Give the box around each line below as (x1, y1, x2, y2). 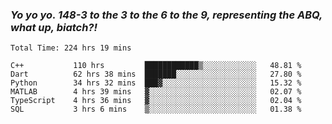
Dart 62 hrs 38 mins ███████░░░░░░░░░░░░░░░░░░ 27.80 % (10, 69, 302, 80)
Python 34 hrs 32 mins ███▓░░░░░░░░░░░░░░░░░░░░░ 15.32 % (10, 78, 302, 88)
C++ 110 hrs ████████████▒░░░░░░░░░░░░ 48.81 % (10, 61, 302, 71)
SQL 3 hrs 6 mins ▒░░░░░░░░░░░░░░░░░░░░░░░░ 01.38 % (10, 104, 302, 115)
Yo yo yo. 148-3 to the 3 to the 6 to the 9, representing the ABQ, (10, 8, 323, 22)
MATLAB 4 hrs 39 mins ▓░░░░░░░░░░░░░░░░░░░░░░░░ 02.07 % (10, 87, 302, 97)
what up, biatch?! (10, 20, 98, 34)
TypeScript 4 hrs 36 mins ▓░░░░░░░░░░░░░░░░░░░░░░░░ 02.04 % (10, 96, 302, 106)
